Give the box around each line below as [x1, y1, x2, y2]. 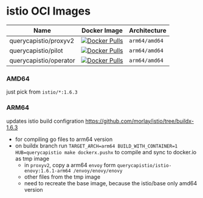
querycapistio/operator [9, 56, 75, 64]
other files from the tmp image [24, 173, 101, 180]
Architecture [129, 26, 167, 35]
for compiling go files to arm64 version [15, 135, 113, 143]
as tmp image [15, 155, 50, 162]
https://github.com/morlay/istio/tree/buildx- [84, 117, 194, 125]
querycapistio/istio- [117, 162, 172, 168]
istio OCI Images [6, 4, 91, 18]
